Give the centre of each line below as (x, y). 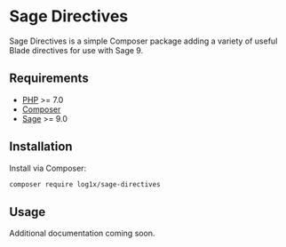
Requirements (49, 79)
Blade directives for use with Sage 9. (76, 50)
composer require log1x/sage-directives (85, 184)
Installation (41, 147)
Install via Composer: (48, 168)
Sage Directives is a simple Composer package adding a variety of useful (143, 41)
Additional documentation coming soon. (82, 234)
